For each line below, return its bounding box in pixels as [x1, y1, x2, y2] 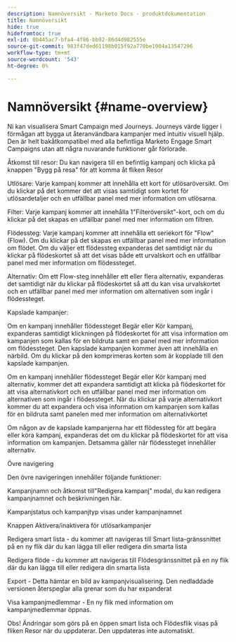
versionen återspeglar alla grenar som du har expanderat [7, 584, 172, 593]
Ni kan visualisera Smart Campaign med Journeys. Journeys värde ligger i [7, 122, 223, 131]
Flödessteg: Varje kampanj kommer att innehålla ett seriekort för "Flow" [7, 229, 214, 237]
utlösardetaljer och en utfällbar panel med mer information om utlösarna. [7, 194, 218, 202]
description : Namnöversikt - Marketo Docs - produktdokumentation [7, 10, 206, 18]
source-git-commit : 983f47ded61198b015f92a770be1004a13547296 [7, 43, 193, 50]
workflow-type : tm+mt [7, 50, 71, 57]
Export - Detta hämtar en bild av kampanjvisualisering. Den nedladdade [7, 577, 214, 585]
